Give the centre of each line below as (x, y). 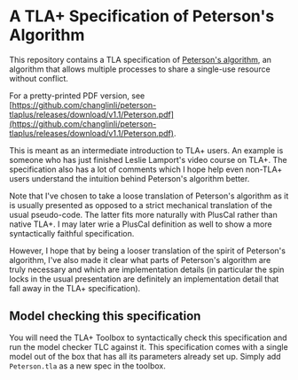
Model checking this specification (105, 316)
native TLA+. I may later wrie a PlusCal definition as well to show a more (141, 224)
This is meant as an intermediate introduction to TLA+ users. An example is (146, 150)
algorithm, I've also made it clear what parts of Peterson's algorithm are (140, 260)
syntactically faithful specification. (72, 233)
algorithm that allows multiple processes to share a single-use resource (140, 69)
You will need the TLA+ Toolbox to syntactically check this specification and (148, 337)
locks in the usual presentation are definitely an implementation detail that (144, 279)
